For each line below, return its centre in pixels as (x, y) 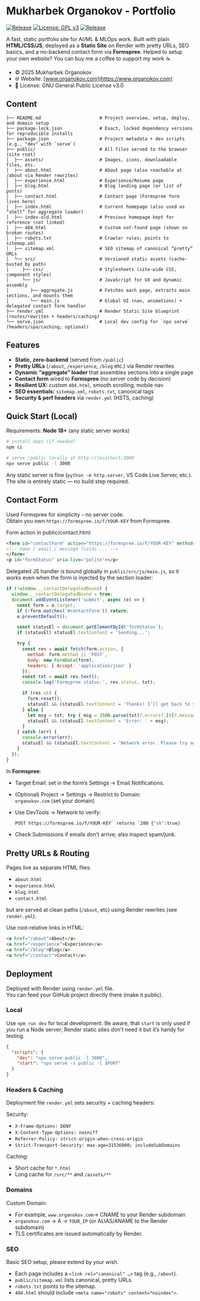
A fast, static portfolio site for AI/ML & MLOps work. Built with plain (88, 39)
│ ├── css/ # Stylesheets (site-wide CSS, (92, 269)
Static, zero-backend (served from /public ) (69, 359)
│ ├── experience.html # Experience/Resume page (85, 180)
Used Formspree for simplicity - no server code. (65, 514)
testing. (15, 1036)
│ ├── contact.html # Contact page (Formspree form (93, 196)
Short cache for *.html (43, 1168)
